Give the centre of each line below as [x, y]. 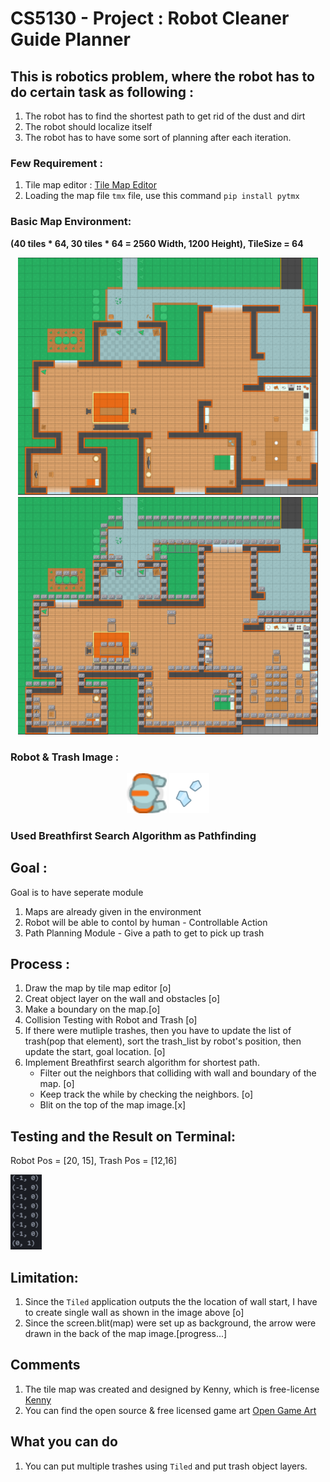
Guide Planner [70, 39]
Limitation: [44, 1277]
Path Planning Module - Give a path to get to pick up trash [144, 933]
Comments [45, 1365]
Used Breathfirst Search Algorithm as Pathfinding [133, 835]
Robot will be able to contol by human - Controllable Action [146, 922]
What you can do [64, 1442]
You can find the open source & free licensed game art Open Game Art [170, 1410]
